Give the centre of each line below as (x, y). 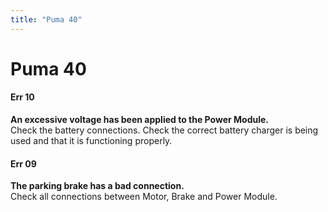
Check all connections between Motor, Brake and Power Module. (144, 197)
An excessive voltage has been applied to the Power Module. (139, 120)
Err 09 (23, 163)
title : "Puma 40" (46, 19)
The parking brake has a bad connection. (97, 186)
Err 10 (22, 97)
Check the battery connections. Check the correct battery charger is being (164, 130)
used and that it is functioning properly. (91, 141)
